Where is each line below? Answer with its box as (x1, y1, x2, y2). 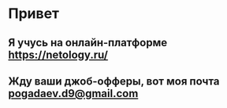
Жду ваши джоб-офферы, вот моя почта (8, 74, 220, 88)
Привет (8, 5, 60, 23)
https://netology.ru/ (8, 48, 109, 61)
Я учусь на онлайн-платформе (8, 36, 168, 49)
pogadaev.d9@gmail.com (8, 87, 139, 100)
